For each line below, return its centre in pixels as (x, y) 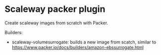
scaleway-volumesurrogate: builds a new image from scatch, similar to (84, 42)
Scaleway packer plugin (55, 9)
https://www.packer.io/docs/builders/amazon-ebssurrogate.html (78, 47)
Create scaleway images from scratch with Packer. (56, 23)
